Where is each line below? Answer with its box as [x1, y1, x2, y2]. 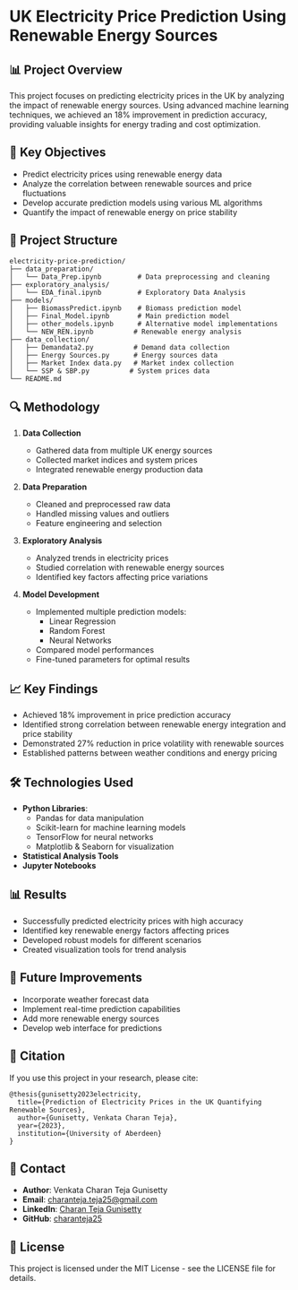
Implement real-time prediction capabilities [21, 1003, 181, 1014]
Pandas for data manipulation [35, 813, 145, 824]
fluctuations [21, 187, 67, 198]
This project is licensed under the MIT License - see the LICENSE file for [9, 1263, 276, 1274]
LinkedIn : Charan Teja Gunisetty [21, 1204, 142, 1215]
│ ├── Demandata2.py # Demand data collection [9, 342, 230, 351]
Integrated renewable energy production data [35, 464, 204, 475]
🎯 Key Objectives [9, 145, 106, 160]
